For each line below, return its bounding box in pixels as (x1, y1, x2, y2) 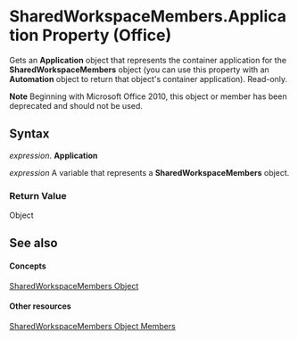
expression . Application (9, 150, 98, 161)
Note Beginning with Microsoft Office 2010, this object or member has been (9, 91, 287, 102)
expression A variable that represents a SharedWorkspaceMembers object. (9, 167, 290, 178)
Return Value (9, 189, 67, 202)
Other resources (9, 301, 71, 311)
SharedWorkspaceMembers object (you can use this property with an (9, 64, 269, 75)
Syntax (9, 127, 50, 142)
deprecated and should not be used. (9, 100, 143, 111)
